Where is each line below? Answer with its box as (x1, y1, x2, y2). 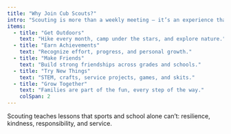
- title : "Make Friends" (13, 55, 85, 62)
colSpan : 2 (19, 93, 51, 100)
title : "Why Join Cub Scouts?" (7, 10, 97, 17)
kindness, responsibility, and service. (7, 120, 112, 127)
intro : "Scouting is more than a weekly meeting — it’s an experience (7, 16, 214, 23)
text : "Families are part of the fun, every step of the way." (19, 87, 205, 93)
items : (7, 23, 26, 30)
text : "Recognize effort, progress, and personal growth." (19, 49, 192, 56)
